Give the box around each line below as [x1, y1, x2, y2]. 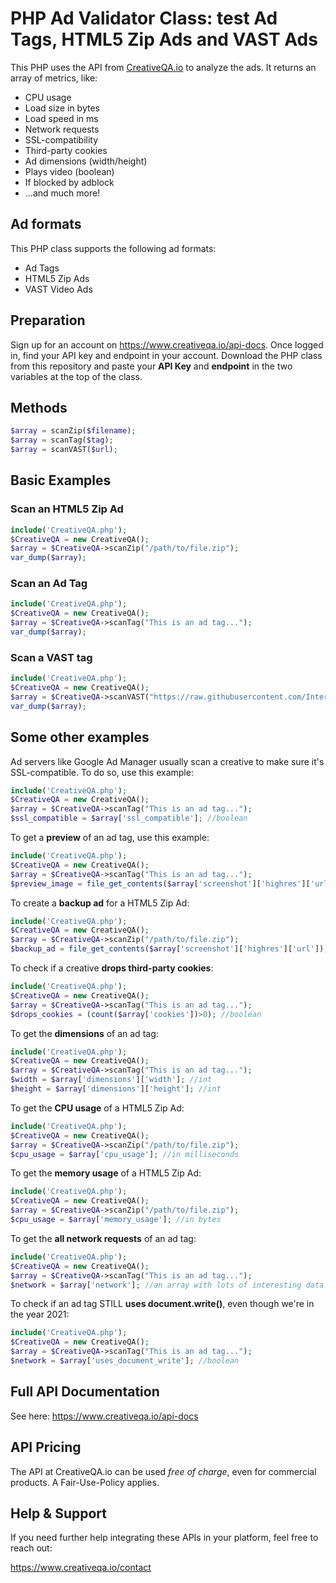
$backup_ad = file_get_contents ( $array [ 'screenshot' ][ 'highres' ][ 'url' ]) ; [10, 944, 329, 954]
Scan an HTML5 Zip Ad [10, 502, 124, 516]
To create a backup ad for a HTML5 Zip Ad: [10, 897, 190, 909]
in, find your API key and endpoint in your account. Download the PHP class [10, 349, 323, 361]
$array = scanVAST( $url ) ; [10, 445, 118, 455]
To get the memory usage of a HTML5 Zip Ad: [10, 1167, 202, 1179]
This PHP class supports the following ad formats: [10, 242, 217, 254]
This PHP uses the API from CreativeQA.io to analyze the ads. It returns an [10, 61, 317, 73]
